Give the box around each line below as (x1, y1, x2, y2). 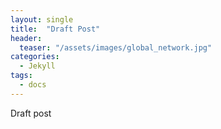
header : (10, 33, 43, 43)
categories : (10, 52, 60, 62)
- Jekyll (19, 61, 56, 71)
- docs (19, 80, 47, 90)
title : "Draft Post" (10, 24, 101, 34)
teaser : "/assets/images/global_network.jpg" (19, 42, 213, 53)
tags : (10, 71, 33, 81)
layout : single (10, 14, 74, 25)
